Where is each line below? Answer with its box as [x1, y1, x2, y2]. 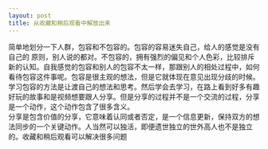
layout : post [8, 11, 52, 20]
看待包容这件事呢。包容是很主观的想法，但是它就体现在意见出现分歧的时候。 [8, 72, 260, 81]
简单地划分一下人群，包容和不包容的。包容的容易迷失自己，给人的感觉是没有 [8, 41, 260, 52]
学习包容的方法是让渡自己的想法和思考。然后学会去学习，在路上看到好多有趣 [8, 81, 260, 92]
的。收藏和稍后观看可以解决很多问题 [8, 131, 128, 141]
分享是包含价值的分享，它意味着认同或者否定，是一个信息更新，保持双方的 [8, 112, 253, 121]
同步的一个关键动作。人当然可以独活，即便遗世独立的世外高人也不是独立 [14, 121, 253, 131]
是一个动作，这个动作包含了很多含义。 [8, 101, 134, 112]
